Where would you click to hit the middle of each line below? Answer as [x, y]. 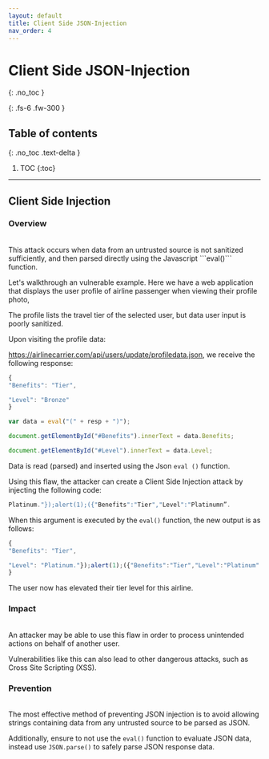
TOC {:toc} [38, 168]
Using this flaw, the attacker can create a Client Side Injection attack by [126, 481]
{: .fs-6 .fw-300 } [37, 108]
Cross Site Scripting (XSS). [53, 668]
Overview [28, 224]
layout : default [35, 16]
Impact [22, 609]
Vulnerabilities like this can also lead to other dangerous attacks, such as [128, 659]
